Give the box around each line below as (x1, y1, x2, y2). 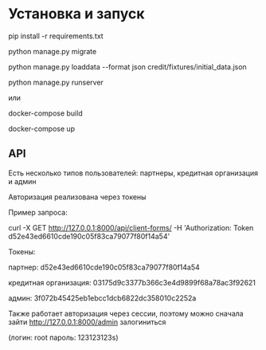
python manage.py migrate (8, 46, 97, 56)
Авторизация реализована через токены (8, 192, 147, 202)
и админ (8, 176, 37, 186)
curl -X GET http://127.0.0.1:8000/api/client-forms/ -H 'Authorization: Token (8, 222, 254, 232)
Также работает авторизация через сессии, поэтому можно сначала (8, 309, 244, 318)
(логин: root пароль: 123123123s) (8, 332, 119, 342)
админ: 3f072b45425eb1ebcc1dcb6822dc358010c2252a (8, 293, 197, 303)
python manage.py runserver (8, 77, 104, 87)
